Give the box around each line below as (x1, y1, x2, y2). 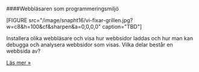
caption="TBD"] (102, 23, 142, 30)
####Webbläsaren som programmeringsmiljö (6, 5, 119, 12)
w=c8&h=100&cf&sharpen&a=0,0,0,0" (6, 23, 101, 30)
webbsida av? (6, 47, 41, 55)
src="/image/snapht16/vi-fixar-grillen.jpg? (28, 17, 133, 23)
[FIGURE (6, 17, 28, 23)
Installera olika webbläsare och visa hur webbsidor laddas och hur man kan (6, 35, 194, 41)
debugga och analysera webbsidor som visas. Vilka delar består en (6, 41, 173, 48)
